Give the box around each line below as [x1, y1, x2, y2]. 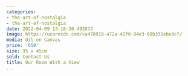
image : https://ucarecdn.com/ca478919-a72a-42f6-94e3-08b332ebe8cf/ [6, 31, 183, 37]
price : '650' [6, 43, 39, 49]
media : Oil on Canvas [6, 37, 61, 43]
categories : [6, 8, 36, 15]
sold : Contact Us [6, 54, 50, 60]
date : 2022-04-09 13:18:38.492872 [6, 25, 94, 32]
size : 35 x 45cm [6, 48, 47, 54]
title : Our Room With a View [6, 59, 80, 65]
